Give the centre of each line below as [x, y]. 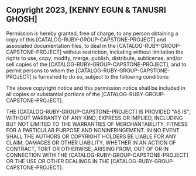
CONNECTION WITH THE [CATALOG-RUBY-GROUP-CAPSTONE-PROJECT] [97, 155]
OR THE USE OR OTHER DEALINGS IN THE [58, 161]
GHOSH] [22, 20]
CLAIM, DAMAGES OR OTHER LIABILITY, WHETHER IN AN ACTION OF [91, 142]
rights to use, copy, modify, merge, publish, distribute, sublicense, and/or [94, 58]
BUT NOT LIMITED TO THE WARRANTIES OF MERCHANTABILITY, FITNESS [97, 124]
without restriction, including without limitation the [123, 52]
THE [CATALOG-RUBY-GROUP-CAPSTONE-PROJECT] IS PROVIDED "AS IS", [98, 111]
